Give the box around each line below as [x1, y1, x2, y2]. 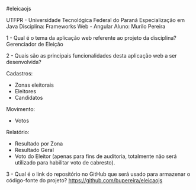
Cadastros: [6, 70, 33, 77]
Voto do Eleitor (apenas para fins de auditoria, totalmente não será [14, 153, 177, 160]
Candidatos [14, 94, 43, 101]
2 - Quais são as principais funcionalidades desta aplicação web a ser [6, 52, 178, 59]
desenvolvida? [6, 59, 41, 65]
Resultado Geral [14, 147, 54, 153]
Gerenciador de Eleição [6, 41, 63, 47]
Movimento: [6, 106, 36, 112]
